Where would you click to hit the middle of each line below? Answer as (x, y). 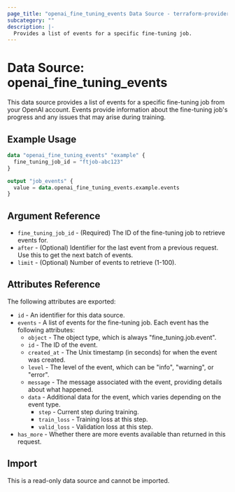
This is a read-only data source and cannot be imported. (88, 480)
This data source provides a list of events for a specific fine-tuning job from (116, 102)
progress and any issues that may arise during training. (87, 117)
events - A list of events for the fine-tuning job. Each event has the (113, 322)
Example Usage (42, 139)
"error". (38, 374)
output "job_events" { (40, 181)
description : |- (31, 27)
